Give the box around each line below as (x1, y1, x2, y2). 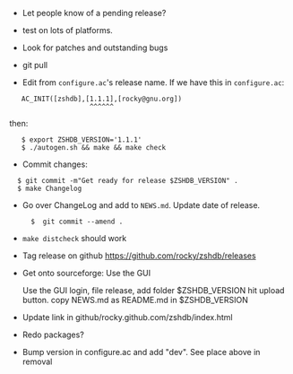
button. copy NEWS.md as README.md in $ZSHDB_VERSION (22, 295, 248, 305)
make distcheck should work (22, 233, 127, 243)
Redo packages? (22, 329, 85, 340)
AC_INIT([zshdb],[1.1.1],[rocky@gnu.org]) (21, 94, 182, 103)
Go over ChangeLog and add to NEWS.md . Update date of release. (22, 200, 261, 210)
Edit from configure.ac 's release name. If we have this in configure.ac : (22, 77, 285, 88)
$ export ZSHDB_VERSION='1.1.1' (21, 135, 142, 144)
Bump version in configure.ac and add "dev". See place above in (22, 347, 261, 357)
